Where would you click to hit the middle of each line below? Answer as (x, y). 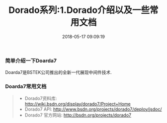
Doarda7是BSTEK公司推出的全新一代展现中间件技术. (58, 72)
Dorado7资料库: (41, 98)
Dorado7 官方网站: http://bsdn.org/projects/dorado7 (78, 115)
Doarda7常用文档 (26, 86)
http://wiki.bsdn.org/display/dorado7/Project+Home (78, 104)
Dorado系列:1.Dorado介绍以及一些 (79, 10)
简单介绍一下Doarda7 (31, 61)
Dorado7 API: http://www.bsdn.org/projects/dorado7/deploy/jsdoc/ (93, 109)
